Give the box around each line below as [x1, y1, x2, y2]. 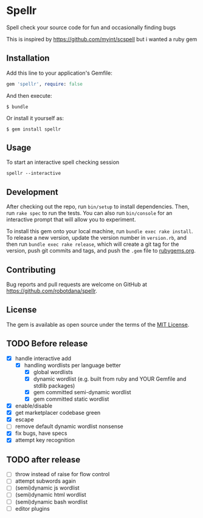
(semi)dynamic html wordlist [15, 491, 86, 499]
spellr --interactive [6, 171, 61, 177]
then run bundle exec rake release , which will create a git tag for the [6, 240, 179, 248]
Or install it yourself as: [6, 114, 64, 121]
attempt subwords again [15, 477, 76, 485]
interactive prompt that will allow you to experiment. [6, 216, 136, 223]
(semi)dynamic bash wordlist [15, 498, 88, 505]
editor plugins [15, 505, 50, 512]
